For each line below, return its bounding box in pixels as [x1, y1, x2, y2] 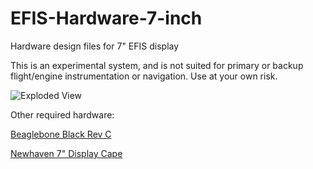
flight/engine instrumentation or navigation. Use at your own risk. [10, 70, 278, 82]
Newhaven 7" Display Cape [10, 147, 123, 159]
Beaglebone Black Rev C [10, 128, 112, 140]
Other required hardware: [10, 108, 115, 121]
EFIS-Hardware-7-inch [10, 7, 203, 30]
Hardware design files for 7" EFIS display [10, 40, 180, 52]
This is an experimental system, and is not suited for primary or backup [10, 59, 304, 71]
